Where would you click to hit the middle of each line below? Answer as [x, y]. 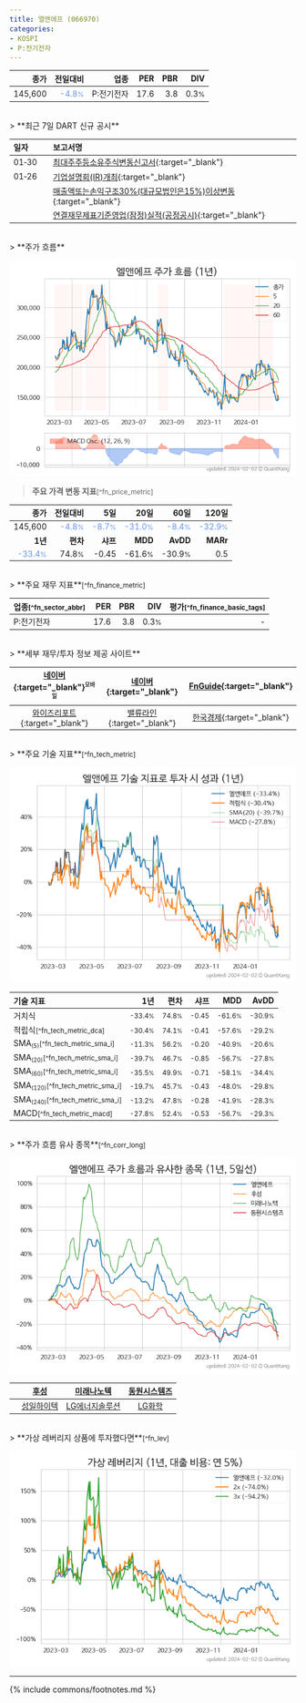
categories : [32, 29]
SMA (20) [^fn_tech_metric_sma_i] [66, 1058]
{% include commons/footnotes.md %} [83, 1689]
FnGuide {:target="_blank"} [241, 686]
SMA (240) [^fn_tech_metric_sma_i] [68, 1100]
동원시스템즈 [150, 1391]
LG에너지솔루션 [93, 1406]
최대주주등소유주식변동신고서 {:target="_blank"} [138, 162]
